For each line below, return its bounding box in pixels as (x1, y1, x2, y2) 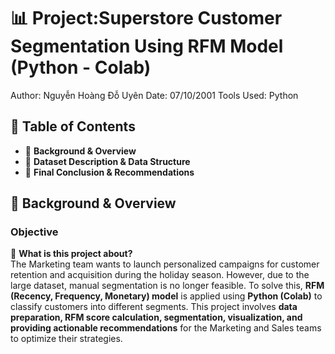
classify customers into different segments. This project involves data (10, 301, 298, 313)
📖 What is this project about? (10, 248, 133, 260)
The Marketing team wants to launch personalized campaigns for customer (10, 258, 320, 270)
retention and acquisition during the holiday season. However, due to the (10, 269, 310, 281)
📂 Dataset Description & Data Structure (24, 155, 191, 167)
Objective (10, 225, 59, 239)
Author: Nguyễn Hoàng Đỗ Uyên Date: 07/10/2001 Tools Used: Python (10, 89, 299, 101)
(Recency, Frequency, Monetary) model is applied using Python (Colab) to (10, 290, 323, 302)
